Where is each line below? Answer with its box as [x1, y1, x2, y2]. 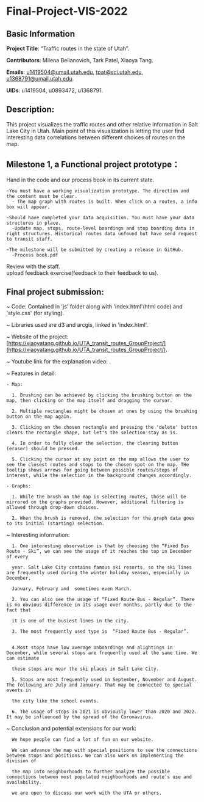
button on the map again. [6, 414, 72, 420]
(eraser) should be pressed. [6, 446, 80, 452]
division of [6, 758, 37, 764]
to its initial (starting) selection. [6, 520, 105, 527]
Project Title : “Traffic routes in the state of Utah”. [6, 45, 130, 52]
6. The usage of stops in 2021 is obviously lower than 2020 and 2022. [12, 709, 198, 715]
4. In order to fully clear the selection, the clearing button [12, 440, 178, 447]
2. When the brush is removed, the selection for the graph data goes [12, 515, 195, 522]
